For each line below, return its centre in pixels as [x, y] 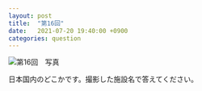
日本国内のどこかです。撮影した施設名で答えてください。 [103, 79]
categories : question [45, 38]
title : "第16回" [36, 23]
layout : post [30, 16]
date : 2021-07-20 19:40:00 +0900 [68, 31]
